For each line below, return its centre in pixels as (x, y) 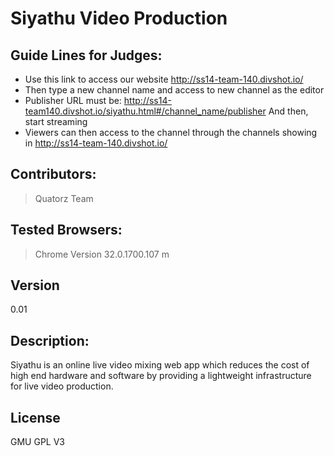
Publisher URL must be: (73, 100)
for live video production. (62, 386)
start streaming (56, 121)
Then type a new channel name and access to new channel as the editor (174, 90)
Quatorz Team (64, 198)
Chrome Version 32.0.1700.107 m (102, 254)
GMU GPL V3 (37, 442)
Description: (50, 340)
